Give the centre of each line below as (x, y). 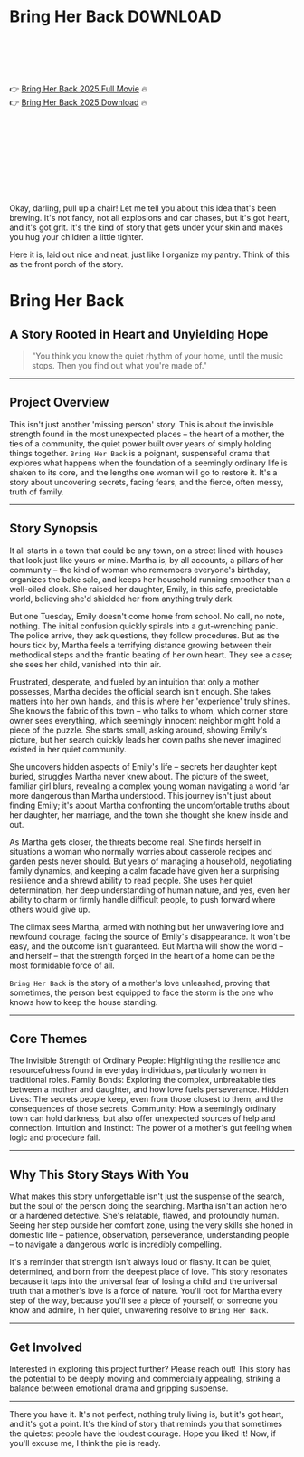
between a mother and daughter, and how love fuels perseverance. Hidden (149, 1089)
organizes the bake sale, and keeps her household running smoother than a (150, 579)
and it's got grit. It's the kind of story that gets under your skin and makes (146, 227)
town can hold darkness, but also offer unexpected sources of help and (142, 1118)
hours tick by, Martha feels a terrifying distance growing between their (141, 645)
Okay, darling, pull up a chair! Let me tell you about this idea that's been (143, 208)
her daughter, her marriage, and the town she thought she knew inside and (149, 815)
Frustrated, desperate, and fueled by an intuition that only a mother (134, 682)
